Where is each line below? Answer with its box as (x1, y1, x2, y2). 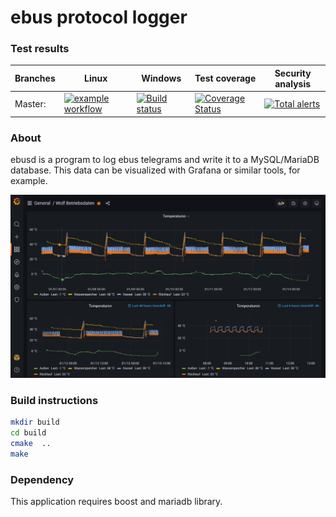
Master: (14, 97, 47, 110)
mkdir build (10, 417, 60, 428)
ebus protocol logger (10, 6, 188, 29)
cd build (10, 428, 47, 438)
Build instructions (10, 393, 99, 407)
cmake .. (10, 438, 52, 448)
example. (10, 175, 48, 187)
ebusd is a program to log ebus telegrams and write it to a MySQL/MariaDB (10, 154, 320, 166)
